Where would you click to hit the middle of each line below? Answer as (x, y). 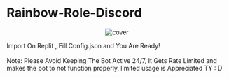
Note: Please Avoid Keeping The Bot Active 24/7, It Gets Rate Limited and (112, 60)
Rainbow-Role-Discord (74, 13)
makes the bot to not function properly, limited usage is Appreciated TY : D (114, 68)
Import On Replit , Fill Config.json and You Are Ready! (83, 45)
